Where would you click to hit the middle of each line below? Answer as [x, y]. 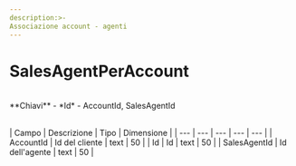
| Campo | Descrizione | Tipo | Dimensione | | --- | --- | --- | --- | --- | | [141, 133]
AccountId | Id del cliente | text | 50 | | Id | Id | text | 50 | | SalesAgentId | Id [148, 142]
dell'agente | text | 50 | [52, 152]
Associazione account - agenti [68, 26]
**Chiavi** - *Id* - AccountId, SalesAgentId [92, 106]
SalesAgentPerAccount [100, 71]
